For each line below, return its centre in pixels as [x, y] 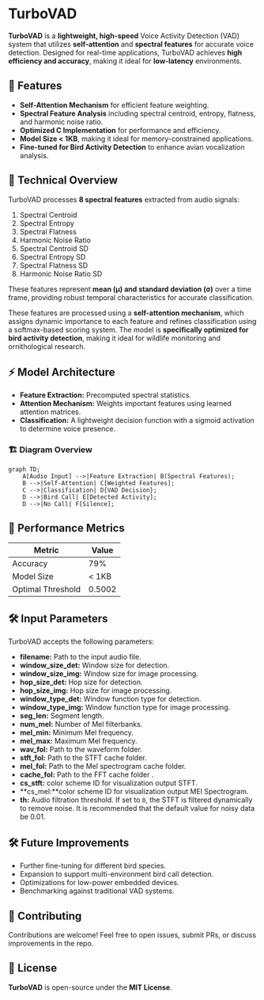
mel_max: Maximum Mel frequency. [78, 741]
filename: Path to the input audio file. [80, 657]
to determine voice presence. [68, 429]
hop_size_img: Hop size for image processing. [96, 690]
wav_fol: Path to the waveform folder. [81, 750]
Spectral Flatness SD [54, 265]
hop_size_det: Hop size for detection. [81, 683]
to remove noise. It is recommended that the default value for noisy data [137, 808]
